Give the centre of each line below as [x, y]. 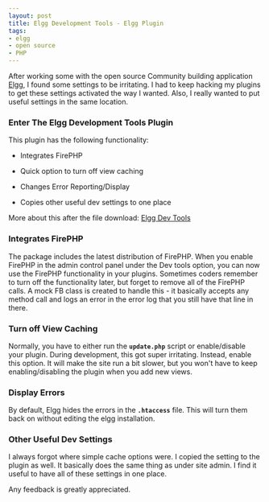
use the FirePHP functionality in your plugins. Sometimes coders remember [133, 274]
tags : [17, 31]
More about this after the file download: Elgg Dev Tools [99, 218]
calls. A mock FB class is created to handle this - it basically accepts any [129, 290]
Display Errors [37, 393]
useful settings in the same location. [68, 102]
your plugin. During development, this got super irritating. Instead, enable [130, 354]
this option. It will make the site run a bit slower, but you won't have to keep [133, 363]
